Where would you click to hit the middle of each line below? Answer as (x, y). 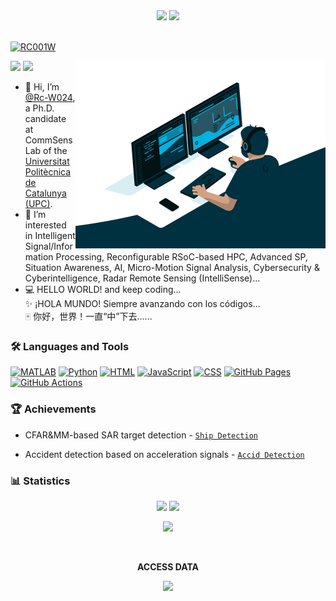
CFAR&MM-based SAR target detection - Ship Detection (141, 435)
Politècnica (48, 172)
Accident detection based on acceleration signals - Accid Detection (164, 454)
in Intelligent (50, 235)
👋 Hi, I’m (42, 87)
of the (55, 150)
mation (39, 257)
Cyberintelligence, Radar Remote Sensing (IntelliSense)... (142, 278)
